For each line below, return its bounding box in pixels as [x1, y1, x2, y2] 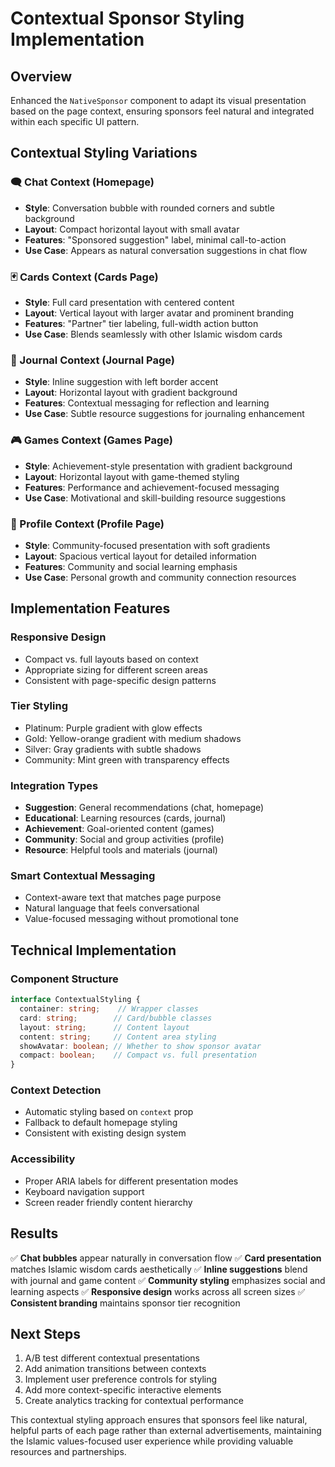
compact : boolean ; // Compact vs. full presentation [19, 1050, 257, 1061]
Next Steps [10, 1325, 81, 1342]
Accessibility [10, 1152, 76, 1166]
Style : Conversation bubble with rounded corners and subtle [24, 202, 275, 214]
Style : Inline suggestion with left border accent [24, 376, 219, 388]
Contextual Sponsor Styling [10, 7, 245, 30]
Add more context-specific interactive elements [24, 1384, 222, 1396]
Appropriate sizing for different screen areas [24, 663, 208, 676]
